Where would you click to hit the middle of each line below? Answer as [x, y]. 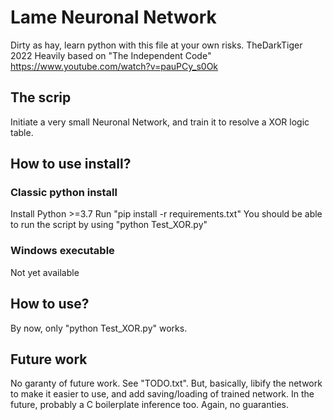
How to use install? [71, 164]
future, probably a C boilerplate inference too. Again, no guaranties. [150, 405]
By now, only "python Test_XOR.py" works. [99, 328]
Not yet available [45, 272]
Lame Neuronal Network [113, 17]
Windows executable [62, 251]
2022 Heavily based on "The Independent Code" [111, 55]
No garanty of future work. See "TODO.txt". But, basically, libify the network [166, 383]
